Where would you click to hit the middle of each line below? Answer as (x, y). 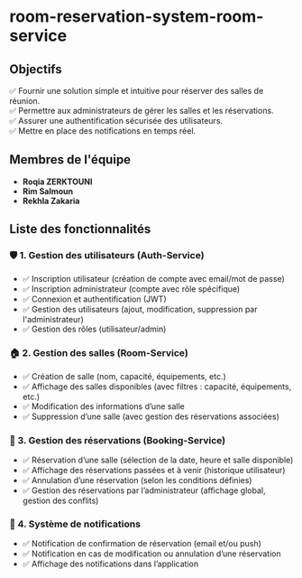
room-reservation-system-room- (137, 17)
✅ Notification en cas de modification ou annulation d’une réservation (151, 554)
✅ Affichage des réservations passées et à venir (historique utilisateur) (154, 471)
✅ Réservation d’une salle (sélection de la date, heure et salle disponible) (158, 460)
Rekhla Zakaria (51, 200)
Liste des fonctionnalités (80, 229)
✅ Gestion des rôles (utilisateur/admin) (94, 329)
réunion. (25, 101)
